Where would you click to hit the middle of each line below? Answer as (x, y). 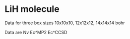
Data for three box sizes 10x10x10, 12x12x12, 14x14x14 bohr (65, 23)
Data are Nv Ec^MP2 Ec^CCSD (36, 32)
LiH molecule (32, 9)
